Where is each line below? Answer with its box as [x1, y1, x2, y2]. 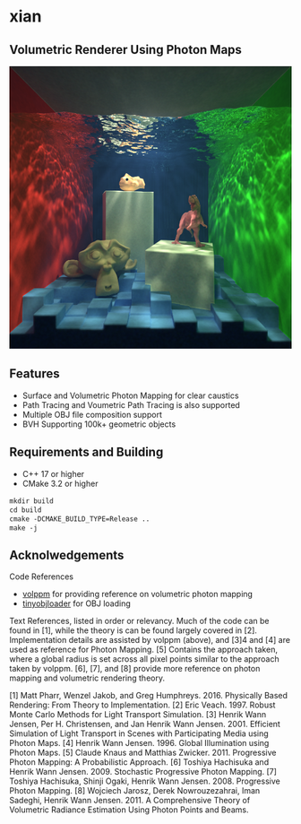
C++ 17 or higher [21, 468, 85, 479]
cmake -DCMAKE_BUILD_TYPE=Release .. [9, 514, 150, 524]
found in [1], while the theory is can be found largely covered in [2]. [9, 625, 258, 636]
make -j [9, 523, 39, 533]
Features [9, 366, 60, 382]
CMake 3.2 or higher [21, 478, 99, 489]
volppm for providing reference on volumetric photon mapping [21, 589, 254, 600]
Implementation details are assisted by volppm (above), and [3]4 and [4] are [9, 635, 291, 646]
